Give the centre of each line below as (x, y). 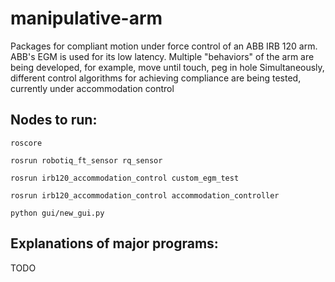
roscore (26, 143)
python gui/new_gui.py (57, 213)
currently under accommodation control (92, 88)
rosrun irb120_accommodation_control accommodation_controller (145, 195)
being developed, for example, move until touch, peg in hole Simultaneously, (167, 67)
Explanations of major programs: (114, 243)
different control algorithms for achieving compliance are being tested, (156, 78)
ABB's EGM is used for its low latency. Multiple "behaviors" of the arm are (162, 56)
